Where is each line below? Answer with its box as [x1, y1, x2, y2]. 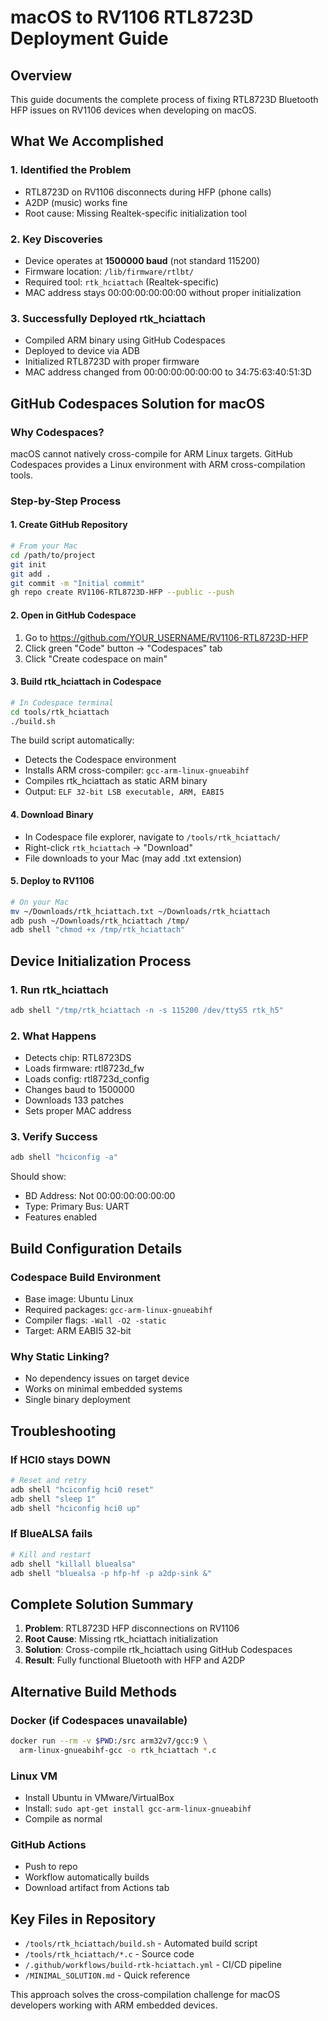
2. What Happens [10, 1029, 97, 1043]
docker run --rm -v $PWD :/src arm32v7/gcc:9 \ [10, 1736, 208, 1746]
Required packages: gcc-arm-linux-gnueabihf [24, 1304, 213, 1315]
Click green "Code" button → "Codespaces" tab [24, 642, 223, 654]
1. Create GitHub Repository [10, 519, 128, 531]
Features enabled [24, 1211, 98, 1223]
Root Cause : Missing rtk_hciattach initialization [24, 1633, 219, 1645]
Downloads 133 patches [24, 1094, 125, 1106]
